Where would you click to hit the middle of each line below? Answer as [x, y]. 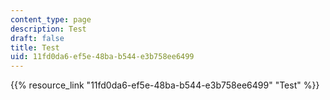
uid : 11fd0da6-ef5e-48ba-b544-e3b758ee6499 [102, 57]
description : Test [48, 29]
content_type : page [51, 19]
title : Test [35, 47]
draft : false [37, 38]
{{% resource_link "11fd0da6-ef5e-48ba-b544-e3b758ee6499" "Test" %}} [165, 85]
